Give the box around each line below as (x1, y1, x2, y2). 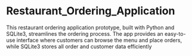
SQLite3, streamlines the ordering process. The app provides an (6, 30, 164, 37)
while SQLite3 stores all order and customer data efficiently (6, 43, 152, 50)
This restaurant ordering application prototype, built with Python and (6, 24, 175, 31)
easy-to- (164, 30, 186, 37)
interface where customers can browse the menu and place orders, (16, 36, 182, 43)
